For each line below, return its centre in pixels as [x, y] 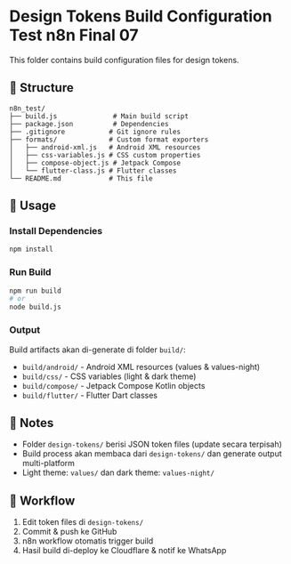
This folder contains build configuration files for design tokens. [124, 60]
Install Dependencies [56, 231]
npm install [31, 250]
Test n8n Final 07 [74, 35]
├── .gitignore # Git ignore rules [95, 132]
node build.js [36, 307]
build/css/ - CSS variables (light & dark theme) [109, 376]
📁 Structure [41, 88]
